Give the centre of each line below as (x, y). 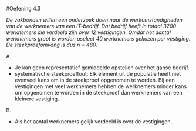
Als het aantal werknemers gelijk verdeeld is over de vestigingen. (93, 122)
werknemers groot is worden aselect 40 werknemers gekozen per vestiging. (98, 38)
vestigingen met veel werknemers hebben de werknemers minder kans (101, 86)
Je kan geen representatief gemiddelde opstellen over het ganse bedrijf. (102, 68)
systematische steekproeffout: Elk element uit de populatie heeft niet (98, 74)
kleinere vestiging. (37, 99)
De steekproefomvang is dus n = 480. (52, 45)
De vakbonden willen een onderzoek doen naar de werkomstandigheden (94, 20)
